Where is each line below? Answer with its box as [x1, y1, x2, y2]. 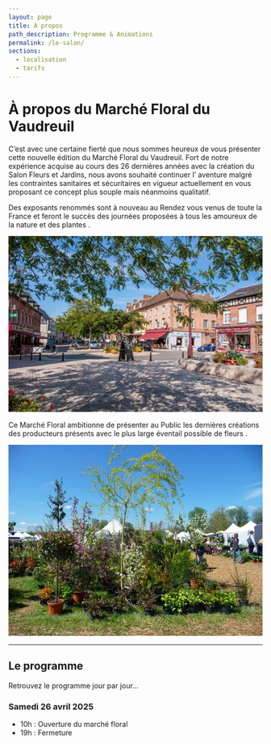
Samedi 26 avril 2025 [8, 700, 94, 712]
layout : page [8, 13, 52, 21]
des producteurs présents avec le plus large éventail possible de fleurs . [8, 429, 248, 438]
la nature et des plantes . [8, 219, 91, 230]
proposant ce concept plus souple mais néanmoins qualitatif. [8, 187, 211, 197]
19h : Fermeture [19, 728, 73, 738]
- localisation [15, 56, 67, 64]
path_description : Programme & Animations [8, 30, 153, 38]
